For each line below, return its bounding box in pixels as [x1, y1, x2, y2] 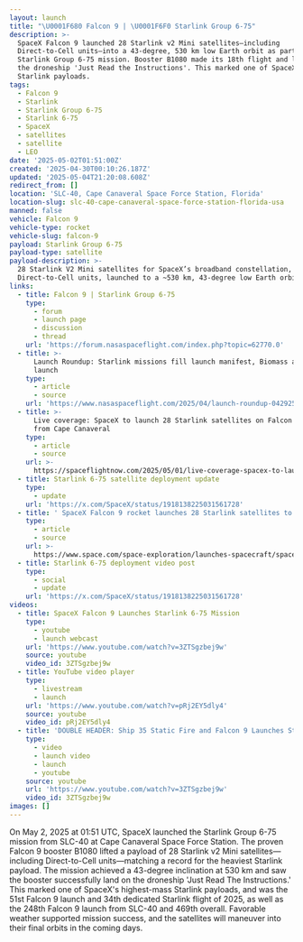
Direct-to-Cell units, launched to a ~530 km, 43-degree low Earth [17, 273, 277, 282]
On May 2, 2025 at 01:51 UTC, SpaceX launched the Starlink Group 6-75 [9, 827, 277, 837]
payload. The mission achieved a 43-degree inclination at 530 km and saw [9, 864, 287, 875]
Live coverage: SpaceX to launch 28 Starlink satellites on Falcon [32, 416, 293, 425]
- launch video [32, 751, 91, 761]
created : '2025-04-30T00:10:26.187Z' [9, 164, 151, 173]
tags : [9, 80, 30, 89]
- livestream [32, 684, 83, 693]
